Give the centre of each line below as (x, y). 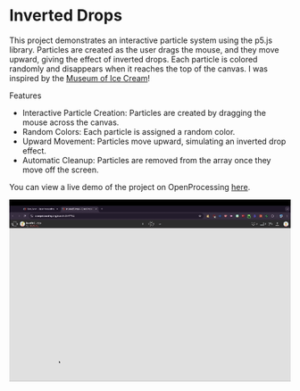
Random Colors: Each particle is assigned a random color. (129, 131)
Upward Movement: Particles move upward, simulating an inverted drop (154, 141)
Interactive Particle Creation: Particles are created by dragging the (144, 112)
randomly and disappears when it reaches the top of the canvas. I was (138, 69)
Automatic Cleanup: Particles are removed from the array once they (146, 160)
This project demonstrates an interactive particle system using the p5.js (141, 40)
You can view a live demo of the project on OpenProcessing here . (130, 187)
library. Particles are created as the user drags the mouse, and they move (144, 49)
